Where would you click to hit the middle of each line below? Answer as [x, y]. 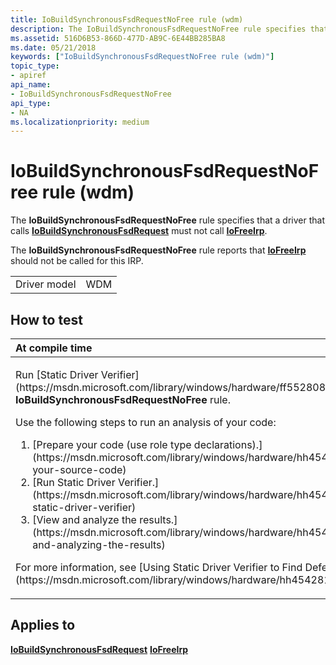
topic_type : [35, 66]
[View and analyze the [84, 519]
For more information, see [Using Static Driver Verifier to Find [159, 567]
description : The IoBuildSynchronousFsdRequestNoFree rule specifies [158, 29]
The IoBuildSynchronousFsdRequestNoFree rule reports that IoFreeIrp [158, 250]
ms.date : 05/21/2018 [53, 47]
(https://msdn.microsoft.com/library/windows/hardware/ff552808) [172, 387]
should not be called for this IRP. [77, 261]
